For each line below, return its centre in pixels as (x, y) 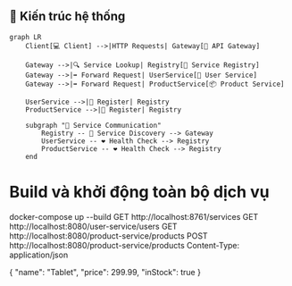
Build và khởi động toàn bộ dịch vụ (139, 192)
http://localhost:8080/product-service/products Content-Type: (125, 245)
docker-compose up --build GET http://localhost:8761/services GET (134, 216)
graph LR (25, 37)
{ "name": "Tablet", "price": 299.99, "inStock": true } (105, 272)
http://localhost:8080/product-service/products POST (108, 236)
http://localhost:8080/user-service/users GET (93, 226)
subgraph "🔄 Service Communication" (94, 125)
